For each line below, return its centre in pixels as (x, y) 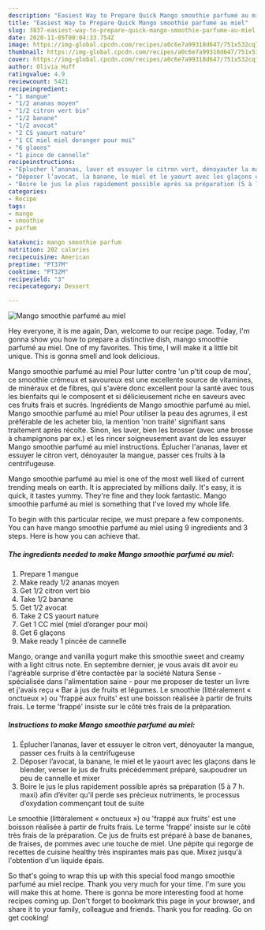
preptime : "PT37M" (38, 264)
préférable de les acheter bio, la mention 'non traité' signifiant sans (117, 422)
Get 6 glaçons (42, 633)
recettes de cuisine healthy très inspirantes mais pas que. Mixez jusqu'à (125, 852)
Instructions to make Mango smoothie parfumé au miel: (102, 725)
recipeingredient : (38, 89)
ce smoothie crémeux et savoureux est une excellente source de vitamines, (131, 380)
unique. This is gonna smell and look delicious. (84, 357)
